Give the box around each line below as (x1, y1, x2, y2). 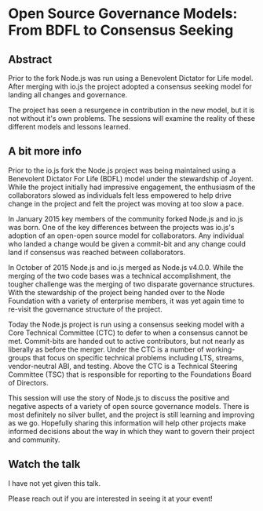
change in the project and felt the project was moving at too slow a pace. (8, 199, 244, 208)
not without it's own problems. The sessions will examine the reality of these (8, 114, 255, 122)
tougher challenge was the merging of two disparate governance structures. (8, 279, 255, 289)
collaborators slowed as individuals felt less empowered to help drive (8, 190, 232, 200)
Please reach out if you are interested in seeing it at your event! (8, 494, 214, 503)
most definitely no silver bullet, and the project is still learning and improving (8, 410, 255, 419)
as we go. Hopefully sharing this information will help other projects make (8, 418, 247, 428)
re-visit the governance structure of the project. (8, 304, 163, 314)
